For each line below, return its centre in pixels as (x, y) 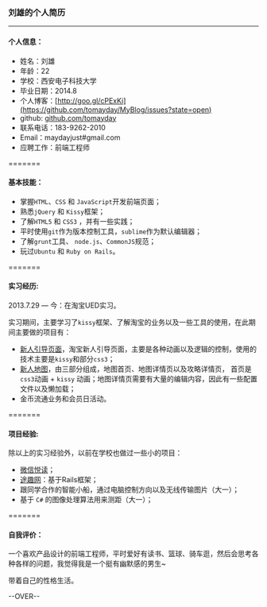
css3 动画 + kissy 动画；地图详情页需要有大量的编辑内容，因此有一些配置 (139, 378)
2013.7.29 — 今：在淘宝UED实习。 (64, 305)
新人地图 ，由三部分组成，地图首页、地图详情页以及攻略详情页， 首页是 (135, 369)
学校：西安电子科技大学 (58, 80)
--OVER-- (24, 597)
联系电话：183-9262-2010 (62, 127)
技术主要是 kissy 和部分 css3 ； (67, 358)
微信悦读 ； (37, 470)
